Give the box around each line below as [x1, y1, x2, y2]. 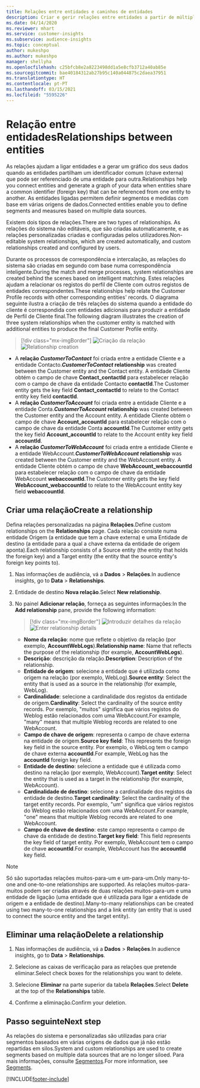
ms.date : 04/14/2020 [6, 20, 58, 26]
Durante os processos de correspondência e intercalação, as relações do [6, 255, 186, 262]
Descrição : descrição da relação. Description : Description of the [23, 654, 183, 662]
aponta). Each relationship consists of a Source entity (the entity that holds [6, 546, 189, 554]
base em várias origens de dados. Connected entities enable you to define [6, 200, 187, 208]
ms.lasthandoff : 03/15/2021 [6, 86, 76, 92]
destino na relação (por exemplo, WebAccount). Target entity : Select [23, 769, 192, 776]
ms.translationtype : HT [6, 75, 65, 81]
